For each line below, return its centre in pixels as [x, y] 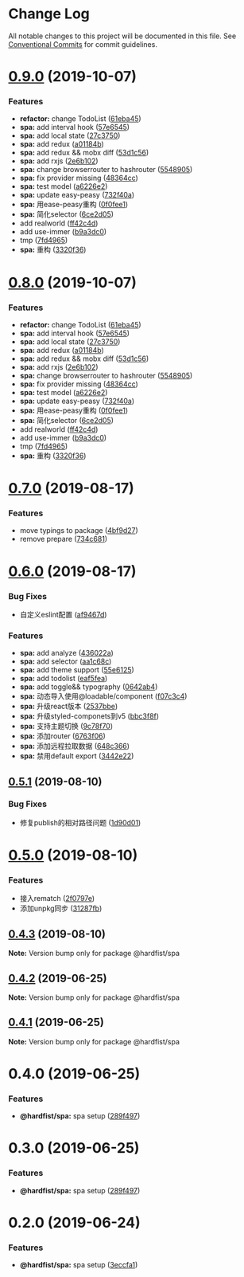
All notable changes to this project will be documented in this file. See [122, 36]
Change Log [49, 14]
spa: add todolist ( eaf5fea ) [64, 679]
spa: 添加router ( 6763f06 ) [62, 736]
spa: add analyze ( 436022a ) [66, 653]
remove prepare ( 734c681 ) [64, 539]
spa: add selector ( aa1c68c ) [66, 661]
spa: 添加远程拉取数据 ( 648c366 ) [74, 746]
